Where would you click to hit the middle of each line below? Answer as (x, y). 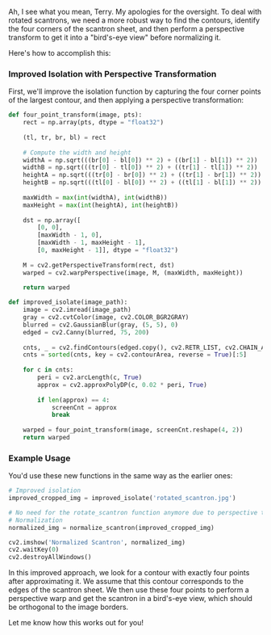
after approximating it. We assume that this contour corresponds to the (126, 582)
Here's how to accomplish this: (60, 53)
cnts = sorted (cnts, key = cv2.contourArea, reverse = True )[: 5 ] (135, 355)
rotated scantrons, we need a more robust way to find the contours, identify (134, 20)
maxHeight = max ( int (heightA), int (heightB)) (101, 205)
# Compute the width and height (77, 153)
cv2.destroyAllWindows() (50, 557)
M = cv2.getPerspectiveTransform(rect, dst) (99, 265)
